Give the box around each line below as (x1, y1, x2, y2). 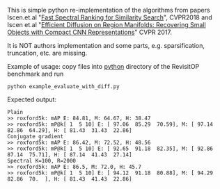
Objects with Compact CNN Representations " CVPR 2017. (7, 28, 173, 36)
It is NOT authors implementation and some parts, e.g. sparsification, (7, 42, 205, 49)
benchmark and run (7, 69, 64, 78)
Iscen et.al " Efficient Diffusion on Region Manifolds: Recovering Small (7, 21, 207, 28)
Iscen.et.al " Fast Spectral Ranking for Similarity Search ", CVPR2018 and (7, 13, 212, 22)
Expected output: (7, 95, 57, 104)
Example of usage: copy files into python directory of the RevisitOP (7, 63, 200, 70)
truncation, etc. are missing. (7, 49, 88, 57)
